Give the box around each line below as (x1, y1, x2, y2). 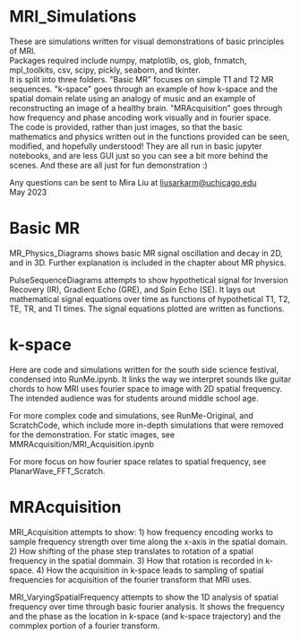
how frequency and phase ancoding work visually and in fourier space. (9, 112, 271, 123)
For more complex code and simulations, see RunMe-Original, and (9, 410, 253, 420)
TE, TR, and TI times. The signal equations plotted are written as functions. (9, 303, 285, 314)
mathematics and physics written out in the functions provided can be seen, (9, 131, 290, 142)
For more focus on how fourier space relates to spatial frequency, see (9, 455, 267, 467)
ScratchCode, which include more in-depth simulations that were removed (9, 419, 284, 430)
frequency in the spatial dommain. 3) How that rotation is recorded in (9, 555, 264, 566)
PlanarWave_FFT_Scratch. (9, 465, 106, 476)
